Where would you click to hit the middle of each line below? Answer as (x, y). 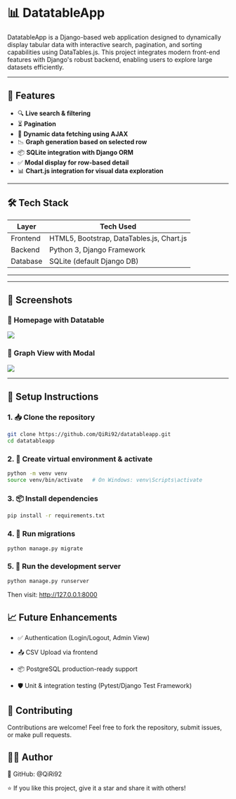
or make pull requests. (40, 735)
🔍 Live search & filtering (54, 113)
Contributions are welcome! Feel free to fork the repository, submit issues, (115, 727)
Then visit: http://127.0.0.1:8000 (52, 594)
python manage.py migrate (45, 549)
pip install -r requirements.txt (56, 516)
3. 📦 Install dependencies (53, 498)
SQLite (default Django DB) (94, 261)
